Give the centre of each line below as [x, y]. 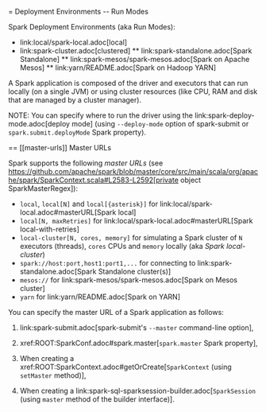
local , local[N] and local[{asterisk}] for [89, 204]
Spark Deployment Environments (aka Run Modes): [92, 27]
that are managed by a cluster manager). [75, 100]
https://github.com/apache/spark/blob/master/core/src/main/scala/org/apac [133, 171]
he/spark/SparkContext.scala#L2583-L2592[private [93, 180]
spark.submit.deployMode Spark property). [77, 132]
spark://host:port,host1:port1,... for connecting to [108, 263]
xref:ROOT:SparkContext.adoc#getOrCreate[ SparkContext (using [125, 367]
